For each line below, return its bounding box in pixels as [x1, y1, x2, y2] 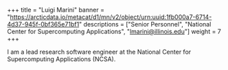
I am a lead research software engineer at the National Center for [7, 48, 192, 56]
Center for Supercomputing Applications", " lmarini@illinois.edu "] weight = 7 [7, 27, 222, 35]
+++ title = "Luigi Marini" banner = [7, 6, 105, 14]
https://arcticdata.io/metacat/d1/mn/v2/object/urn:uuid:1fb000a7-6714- [10, 13, 212, 21]
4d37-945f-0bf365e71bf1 [7, 20, 80, 28]
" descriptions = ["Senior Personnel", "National [78, 20, 212, 28]
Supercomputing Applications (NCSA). [7, 55, 116, 63]
